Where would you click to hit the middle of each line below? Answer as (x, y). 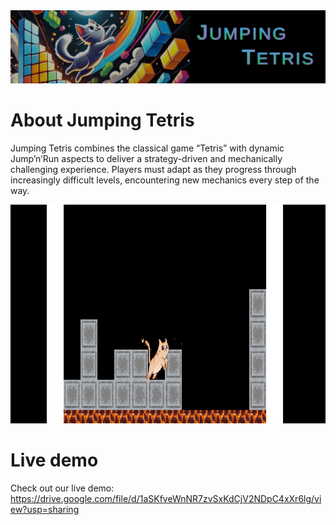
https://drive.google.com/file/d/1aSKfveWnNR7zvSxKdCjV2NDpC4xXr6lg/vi (166, 499)
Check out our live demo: (62, 488)
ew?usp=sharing (45, 510)
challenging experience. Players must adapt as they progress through (153, 170)
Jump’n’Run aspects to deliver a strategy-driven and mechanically (146, 159)
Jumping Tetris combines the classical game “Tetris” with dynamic (147, 148)
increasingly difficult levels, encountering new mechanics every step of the (165, 180)
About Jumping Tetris (102, 120)
